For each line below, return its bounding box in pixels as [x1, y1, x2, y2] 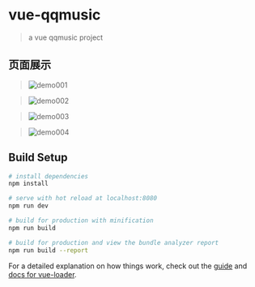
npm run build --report [8, 246, 89, 255]
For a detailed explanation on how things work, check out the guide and [8, 261, 248, 271]
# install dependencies [8, 172, 89, 180]
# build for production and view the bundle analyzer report [8, 238, 219, 246]
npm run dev [8, 202, 49, 210]
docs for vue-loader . [8, 269, 77, 279]
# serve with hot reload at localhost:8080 [8, 195, 158, 203]
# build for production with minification [8, 216, 154, 225]
